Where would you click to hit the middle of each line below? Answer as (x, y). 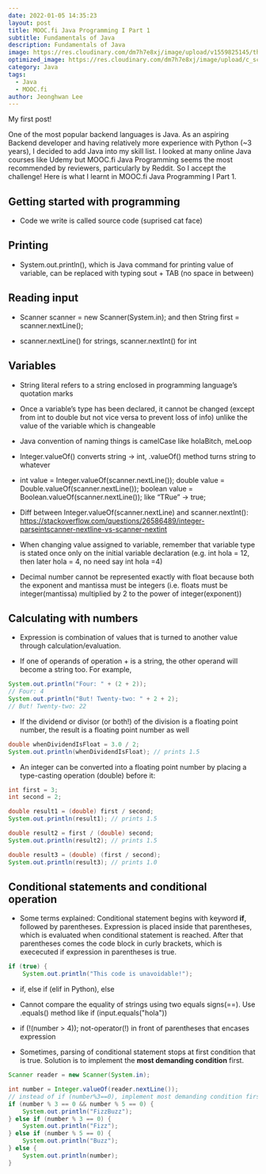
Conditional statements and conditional (108, 887)
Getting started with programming (94, 202)
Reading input (44, 298)
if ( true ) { (28, 967)
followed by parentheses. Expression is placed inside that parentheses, (136, 927)
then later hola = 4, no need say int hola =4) (91, 561)
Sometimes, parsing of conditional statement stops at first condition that (137, 1052)
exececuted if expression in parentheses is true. (98, 952)
